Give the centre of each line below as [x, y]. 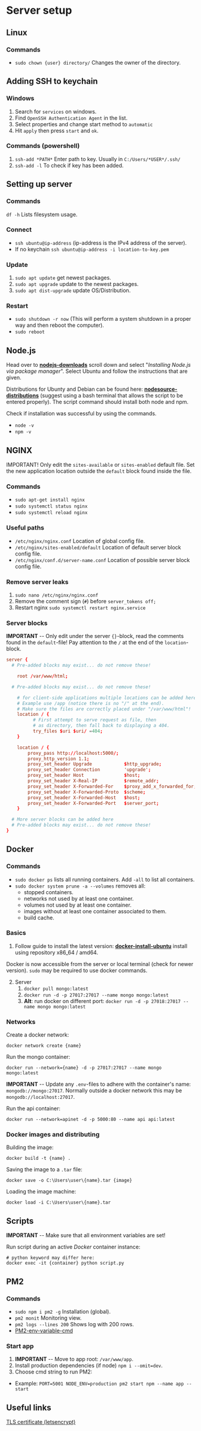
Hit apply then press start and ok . [57, 130]
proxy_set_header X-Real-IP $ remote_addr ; [94, 781]
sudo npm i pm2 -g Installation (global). [63, 1311]
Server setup [39, 10]
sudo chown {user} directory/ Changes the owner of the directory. [98, 62]
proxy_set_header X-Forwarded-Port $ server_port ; [94, 803]
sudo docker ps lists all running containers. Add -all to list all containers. [105, 879]
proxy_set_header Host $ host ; [84, 776]
